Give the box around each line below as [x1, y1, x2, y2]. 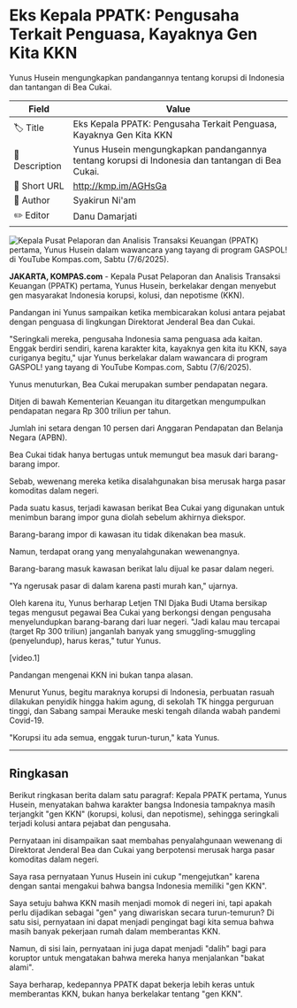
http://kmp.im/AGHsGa [72, 179, 167, 191]
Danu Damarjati [72, 210, 138, 222]
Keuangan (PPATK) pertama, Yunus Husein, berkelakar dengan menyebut [9, 280, 277, 291]
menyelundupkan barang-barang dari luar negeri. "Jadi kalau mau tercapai [9, 616, 280, 627]
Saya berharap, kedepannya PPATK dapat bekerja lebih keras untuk [9, 979, 255, 989]
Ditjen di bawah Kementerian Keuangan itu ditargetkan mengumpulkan [9, 396, 266, 407]
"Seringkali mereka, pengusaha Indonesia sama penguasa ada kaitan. [9, 333, 263, 344]
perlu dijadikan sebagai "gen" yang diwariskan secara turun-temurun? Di [9, 907, 275, 918]
